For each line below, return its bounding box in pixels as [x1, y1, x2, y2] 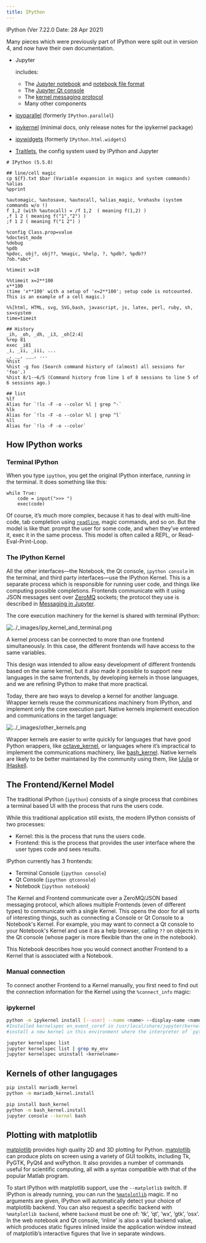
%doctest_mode [6, 234, 43, 240]
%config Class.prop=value [6, 229, 72, 235]
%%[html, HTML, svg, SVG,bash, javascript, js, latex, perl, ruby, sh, [6, 304, 193, 310]
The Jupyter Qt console [24, 87, 85, 94]
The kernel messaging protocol [24, 93, 104, 100]
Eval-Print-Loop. [6, 538, 48, 545]
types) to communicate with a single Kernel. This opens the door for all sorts [6, 907, 200, 915]
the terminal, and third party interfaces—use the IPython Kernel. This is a [6, 574, 191, 581]
